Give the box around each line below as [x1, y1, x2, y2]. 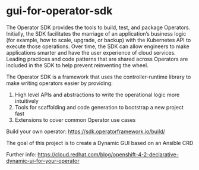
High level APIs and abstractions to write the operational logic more [14, 91, 180, 98]
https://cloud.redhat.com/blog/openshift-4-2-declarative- [37, 150, 179, 158]
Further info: [6, 150, 37, 158]
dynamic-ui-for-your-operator [6, 157, 80, 164]
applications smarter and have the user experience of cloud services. [6, 49, 176, 56]
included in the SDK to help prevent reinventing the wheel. [6, 61, 149, 69]
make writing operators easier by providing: [6, 79, 113, 87]
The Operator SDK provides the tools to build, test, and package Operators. [6, 24, 191, 31]
